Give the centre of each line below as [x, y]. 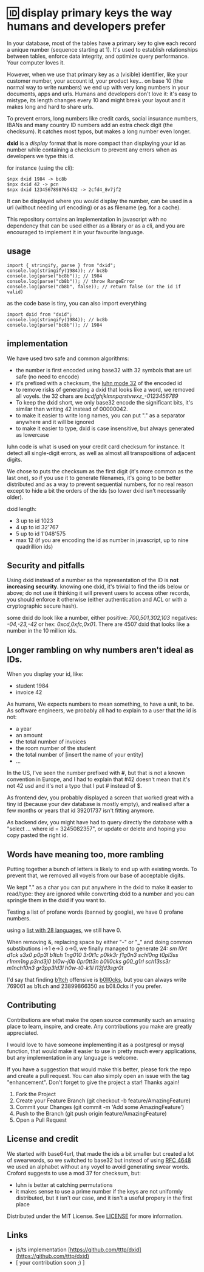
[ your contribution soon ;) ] [50, 1263]
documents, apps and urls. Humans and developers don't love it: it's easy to [102, 94]
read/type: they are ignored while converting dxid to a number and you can [101, 894]
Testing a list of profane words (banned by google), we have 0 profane [95, 912]
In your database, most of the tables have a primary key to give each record [102, 43]
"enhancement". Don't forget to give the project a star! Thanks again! [93, 1082]
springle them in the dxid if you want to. [56, 900]
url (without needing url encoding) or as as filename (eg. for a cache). [94, 207]
